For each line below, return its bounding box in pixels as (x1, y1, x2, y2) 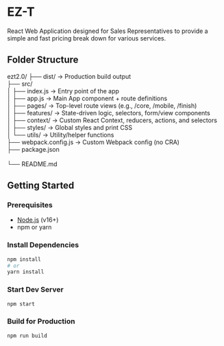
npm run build (7, 332, 48, 339)
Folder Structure (7, 54, 79, 66)
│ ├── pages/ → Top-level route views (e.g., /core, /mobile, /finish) (7, 101, 197, 110)
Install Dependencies (7, 240, 79, 250)
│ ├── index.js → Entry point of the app (7, 86, 120, 95)
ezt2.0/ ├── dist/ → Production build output (7, 72, 132, 80)
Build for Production (7, 316, 75, 326)
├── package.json (7, 145, 60, 153)
